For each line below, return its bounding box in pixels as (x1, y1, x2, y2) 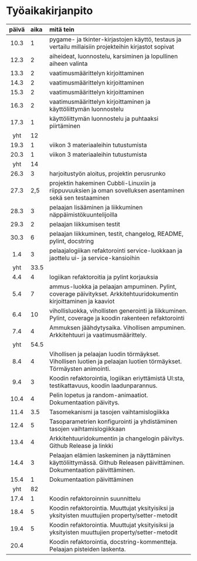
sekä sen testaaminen (49, 194, 110, 202)
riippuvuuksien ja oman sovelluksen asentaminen (49, 186, 185, 194)
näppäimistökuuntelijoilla (49, 210, 118, 218)
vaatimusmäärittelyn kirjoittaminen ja (49, 97, 151, 106)
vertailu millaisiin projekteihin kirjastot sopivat (49, 42, 175, 50)
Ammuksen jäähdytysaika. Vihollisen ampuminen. (49, 323, 186, 332)
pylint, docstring (49, 236, 94, 245)
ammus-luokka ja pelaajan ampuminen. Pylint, (49, 282, 177, 290)
